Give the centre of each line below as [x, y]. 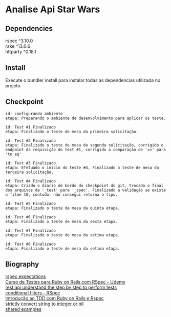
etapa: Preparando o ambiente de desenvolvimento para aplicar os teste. [86, 118]
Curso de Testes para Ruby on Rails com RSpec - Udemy [65, 282]
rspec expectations [26, 276]
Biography [22, 264]
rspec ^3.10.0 [19, 41]
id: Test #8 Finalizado [31, 244]
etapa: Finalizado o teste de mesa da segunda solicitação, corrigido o [84, 145]
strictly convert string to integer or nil [45, 304]
